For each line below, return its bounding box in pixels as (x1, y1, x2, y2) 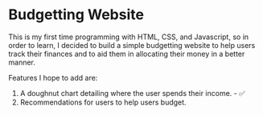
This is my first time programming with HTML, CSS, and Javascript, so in (8, 32, 249, 42)
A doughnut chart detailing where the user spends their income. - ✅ (19, 88, 245, 97)
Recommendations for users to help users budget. (19, 97, 187, 107)
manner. (8, 57, 36, 67)
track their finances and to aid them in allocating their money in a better (8, 49, 245, 58)
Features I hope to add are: (8, 73, 98, 82)
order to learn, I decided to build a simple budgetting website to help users (8, 40, 256, 50)
